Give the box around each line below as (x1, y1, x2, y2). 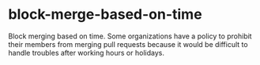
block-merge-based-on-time (8, 5, 203, 23)
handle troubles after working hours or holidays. (8, 48, 164, 57)
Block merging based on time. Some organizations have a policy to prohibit (8, 31, 252, 41)
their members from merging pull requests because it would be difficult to (8, 39, 248, 49)
